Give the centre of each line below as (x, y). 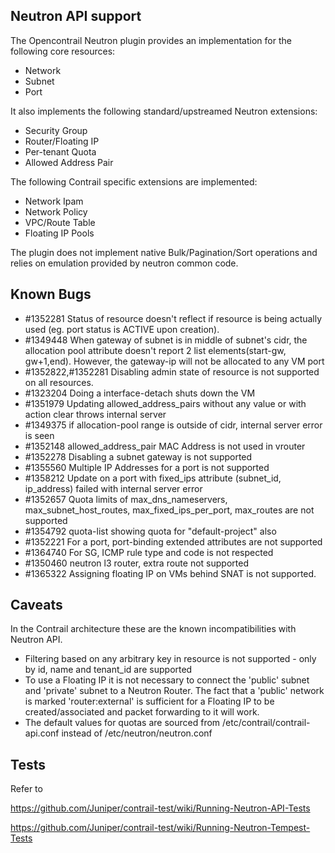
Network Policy (56, 211)
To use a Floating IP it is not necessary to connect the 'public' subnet (167, 680)
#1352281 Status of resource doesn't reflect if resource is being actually (173, 318)
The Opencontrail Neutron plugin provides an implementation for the (151, 40)
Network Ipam (54, 201)
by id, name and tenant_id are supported (108, 670)
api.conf (42, 733)
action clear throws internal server (95, 414)
